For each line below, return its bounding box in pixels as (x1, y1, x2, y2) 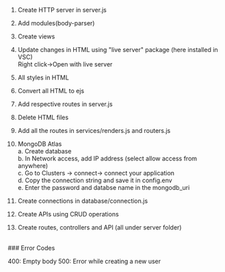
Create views (17, 32, 55, 40)
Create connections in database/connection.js (17, 197, 148, 205)
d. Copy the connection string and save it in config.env (17, 176, 173, 184)
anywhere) (17, 162, 49, 170)
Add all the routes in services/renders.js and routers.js (17, 127, 171, 134)
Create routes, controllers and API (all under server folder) (17, 223, 182, 232)
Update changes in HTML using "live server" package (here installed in (17, 46, 218, 53)
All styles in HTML (17, 73, 69, 82)
